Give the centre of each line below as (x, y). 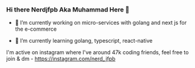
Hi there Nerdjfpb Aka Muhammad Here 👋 (68, 10)
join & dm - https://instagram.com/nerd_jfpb (61, 59)
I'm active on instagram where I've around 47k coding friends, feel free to (97, 52)
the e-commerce (36, 29)
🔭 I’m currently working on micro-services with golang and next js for (101, 23)
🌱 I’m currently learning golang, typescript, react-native (84, 41)
